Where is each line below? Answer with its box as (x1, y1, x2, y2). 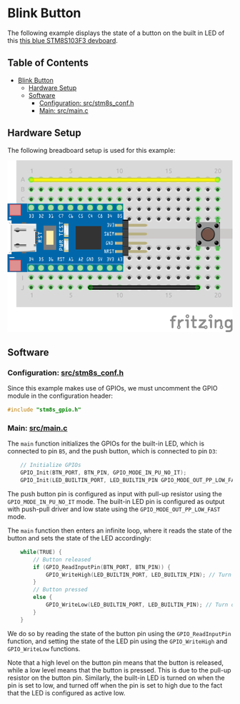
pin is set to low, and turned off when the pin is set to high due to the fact (7, 680, 223, 690)
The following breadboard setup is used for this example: (7, 146, 176, 154)
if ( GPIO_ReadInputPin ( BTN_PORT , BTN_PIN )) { (33, 563, 171, 570)
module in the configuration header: (7, 391, 113, 401)
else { (33, 594, 53, 601)
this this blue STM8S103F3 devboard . (7, 36, 118, 44)
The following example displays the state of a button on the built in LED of (7, 29, 225, 37)
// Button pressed (33, 586, 88, 593)
